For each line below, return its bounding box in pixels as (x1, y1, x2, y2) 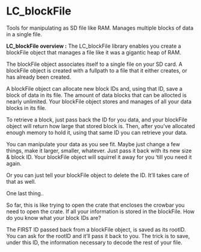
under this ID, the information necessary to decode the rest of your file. (6, 239, 182, 246)
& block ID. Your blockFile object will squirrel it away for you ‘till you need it (6, 153, 192, 161)
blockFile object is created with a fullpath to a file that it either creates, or (6, 66, 188, 74)
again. (6, 160, 22, 167)
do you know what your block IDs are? (6, 214, 101, 221)
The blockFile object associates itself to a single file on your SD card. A (6, 60, 182, 68)
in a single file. (6, 30, 42, 37)
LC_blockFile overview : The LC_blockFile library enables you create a (6, 42, 182, 50)
